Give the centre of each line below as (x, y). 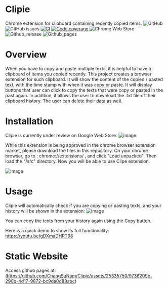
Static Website (37, 256)
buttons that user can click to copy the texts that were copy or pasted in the (84, 90)
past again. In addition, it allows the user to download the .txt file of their (80, 95)
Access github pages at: (31, 270)
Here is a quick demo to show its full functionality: (57, 230)
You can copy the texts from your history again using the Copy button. (78, 221)
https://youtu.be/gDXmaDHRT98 (39, 236)
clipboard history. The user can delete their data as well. (64, 101)
